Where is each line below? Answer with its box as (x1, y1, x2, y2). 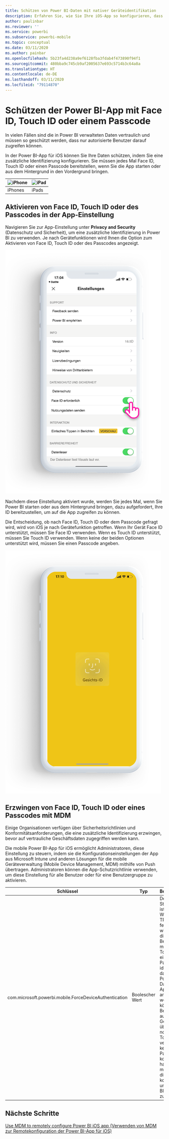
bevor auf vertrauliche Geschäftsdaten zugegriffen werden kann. (5, 835, 140, 841)
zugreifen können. (5, 142, 43, 148)
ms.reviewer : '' (5, 24, 39, 29)
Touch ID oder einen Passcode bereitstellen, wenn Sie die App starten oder (5, 163, 161, 169)
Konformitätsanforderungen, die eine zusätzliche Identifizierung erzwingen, (5, 830, 162, 836)
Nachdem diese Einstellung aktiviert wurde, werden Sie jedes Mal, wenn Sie (5, 498, 162, 504)
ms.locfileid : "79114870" (5, 82, 59, 87)
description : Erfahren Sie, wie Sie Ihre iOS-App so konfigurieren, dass (5, 13, 163, 19)
